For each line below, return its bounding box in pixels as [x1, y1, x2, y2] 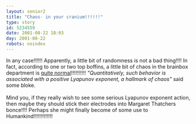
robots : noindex [6, 41, 46, 47]
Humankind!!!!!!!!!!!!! [6, 112, 53, 119]
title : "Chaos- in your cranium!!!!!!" [6, 14, 104, 20]
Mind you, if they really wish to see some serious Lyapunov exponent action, [6, 94, 191, 101]
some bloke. [6, 82, 36, 88]
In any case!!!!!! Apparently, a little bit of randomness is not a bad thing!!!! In [6, 56, 188, 64]
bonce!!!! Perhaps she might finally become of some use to [6, 106, 148, 114]
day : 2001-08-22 [6, 36, 46, 41]
